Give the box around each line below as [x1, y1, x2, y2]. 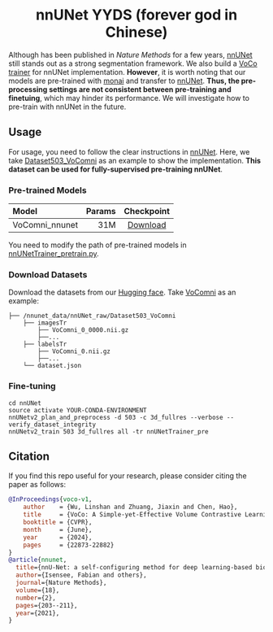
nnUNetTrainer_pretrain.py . [8, 249, 99, 259]
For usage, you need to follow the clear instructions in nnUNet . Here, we [8, 146, 250, 156]
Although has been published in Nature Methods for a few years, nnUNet [8, 50, 253, 59]
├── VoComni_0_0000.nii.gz [37, 326, 129, 334]
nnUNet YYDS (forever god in [35, 6, 238, 24]
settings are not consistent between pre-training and [48, 84, 232, 94]
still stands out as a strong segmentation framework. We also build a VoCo [8, 59, 258, 68]
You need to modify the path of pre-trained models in [8, 240, 187, 250]
